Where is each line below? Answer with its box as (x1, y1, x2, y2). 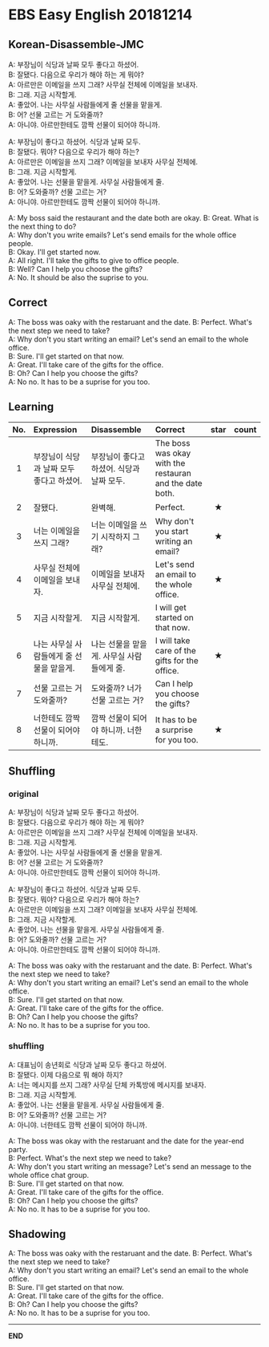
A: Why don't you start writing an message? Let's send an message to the (8, 1161, 252, 1171)
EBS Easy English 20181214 (8, 6, 193, 24)
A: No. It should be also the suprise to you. (8, 273, 149, 282)
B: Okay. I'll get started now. (8, 247, 101, 257)
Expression (33, 423, 78, 435)
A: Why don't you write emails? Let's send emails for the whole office (8, 230, 237, 240)
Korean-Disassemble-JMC (8, 38, 144, 51)
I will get (155, 601, 187, 613)
